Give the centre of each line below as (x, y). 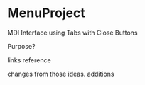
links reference (29, 60)
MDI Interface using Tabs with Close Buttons (72, 33)
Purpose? (21, 46)
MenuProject (46, 13)
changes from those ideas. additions (61, 74)
